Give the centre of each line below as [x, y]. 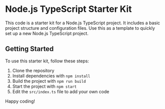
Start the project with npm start [44, 86]
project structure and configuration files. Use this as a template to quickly [80, 28]
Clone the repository [33, 70]
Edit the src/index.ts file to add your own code [61, 91]
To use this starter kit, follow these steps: [47, 61]
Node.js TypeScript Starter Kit [69, 9]
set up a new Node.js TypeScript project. [47, 33]
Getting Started [29, 49]
